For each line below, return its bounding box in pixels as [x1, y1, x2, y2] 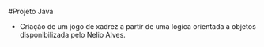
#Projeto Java [8, 7, 54, 16]
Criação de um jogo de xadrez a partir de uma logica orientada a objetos [19, 22, 257, 31]
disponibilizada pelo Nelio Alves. [19, 31, 126, 39]
